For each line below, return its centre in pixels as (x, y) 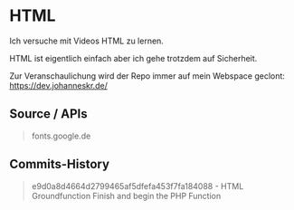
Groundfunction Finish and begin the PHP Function (126, 196)
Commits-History (60, 164)
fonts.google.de (61, 136)
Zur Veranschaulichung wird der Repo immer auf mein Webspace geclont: (147, 76)
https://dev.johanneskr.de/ (59, 85)
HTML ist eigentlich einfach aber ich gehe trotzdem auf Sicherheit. (133, 58)
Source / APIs (48, 114)
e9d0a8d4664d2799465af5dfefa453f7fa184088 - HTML (138, 186)
